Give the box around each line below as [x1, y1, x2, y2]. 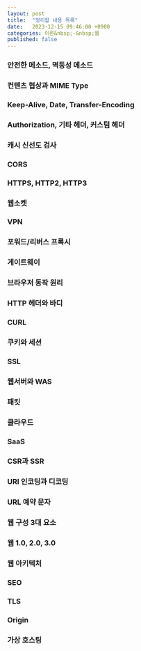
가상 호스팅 [7, 635, 42, 645]
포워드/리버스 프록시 [7, 237, 71, 247]
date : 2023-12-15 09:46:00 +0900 [7, 23, 110, 30]
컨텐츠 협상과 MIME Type [7, 81, 89, 91]
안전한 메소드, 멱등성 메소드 [7, 61, 94, 70]
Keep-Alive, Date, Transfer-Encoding [7, 100, 135, 109]
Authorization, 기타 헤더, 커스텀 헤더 [7, 120, 125, 130]
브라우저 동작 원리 [7, 278, 64, 288]
